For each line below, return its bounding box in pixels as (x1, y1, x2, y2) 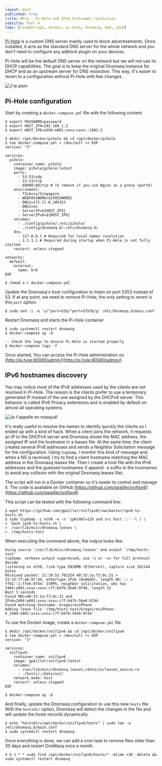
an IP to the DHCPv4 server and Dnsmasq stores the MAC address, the (5, 433, 147, 439)
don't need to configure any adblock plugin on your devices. (5, 49, 126, 55)
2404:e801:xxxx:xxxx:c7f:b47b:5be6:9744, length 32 (5, 585, 111, 590)
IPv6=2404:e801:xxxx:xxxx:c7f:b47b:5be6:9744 (5, 598, 98, 603)
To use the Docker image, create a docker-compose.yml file (5, 619, 121, 625)
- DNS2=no (17, 204, 38, 209)
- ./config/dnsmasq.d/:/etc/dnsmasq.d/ (17, 225, 98, 230)
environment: (14, 187, 40, 192)
